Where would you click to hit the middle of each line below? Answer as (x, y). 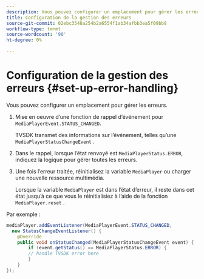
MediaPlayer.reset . (40, 202)
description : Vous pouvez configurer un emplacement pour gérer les (95, 12)
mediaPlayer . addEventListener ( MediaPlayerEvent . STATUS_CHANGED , (89, 225)
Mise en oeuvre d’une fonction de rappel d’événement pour (89, 116)
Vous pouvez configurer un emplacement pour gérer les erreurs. (87, 105)
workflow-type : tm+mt (34, 29)
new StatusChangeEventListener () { (57, 231)
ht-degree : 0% (24, 40)
